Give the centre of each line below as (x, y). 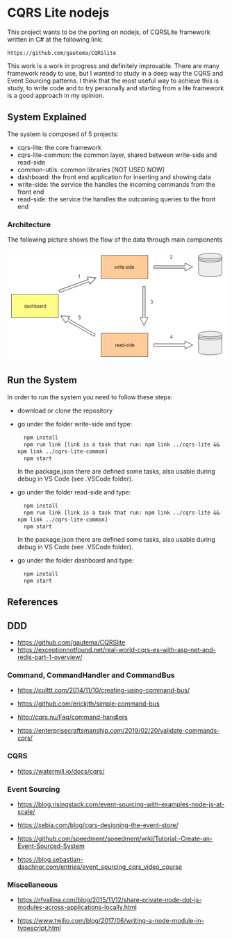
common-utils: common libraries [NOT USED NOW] (91, 169)
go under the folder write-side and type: (75, 424)
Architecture (29, 224)
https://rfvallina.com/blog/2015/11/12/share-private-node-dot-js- (109, 900)
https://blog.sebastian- (50, 859)
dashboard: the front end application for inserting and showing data (114, 177)
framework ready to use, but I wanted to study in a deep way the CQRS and (115, 73)
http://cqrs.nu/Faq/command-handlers (72, 717)
